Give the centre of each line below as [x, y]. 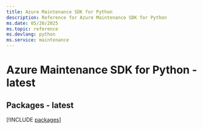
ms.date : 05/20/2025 [33, 23]
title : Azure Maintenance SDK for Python [60, 12]
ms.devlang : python [31, 35]
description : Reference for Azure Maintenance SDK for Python [87, 18]
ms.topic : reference [33, 29]
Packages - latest [40, 105]
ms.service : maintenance [38, 40]
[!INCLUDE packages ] [34, 120]
